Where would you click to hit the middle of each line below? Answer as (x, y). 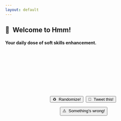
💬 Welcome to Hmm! (38, 30)
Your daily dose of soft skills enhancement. (51, 42)
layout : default (22, 10)
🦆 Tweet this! (101, 99)
